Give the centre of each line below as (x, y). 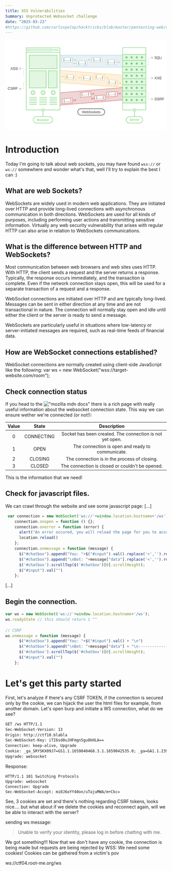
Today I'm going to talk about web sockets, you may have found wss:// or (83, 164)
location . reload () (38, 538)
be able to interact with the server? (42, 812)
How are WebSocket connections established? (81, 352)
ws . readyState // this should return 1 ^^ (51, 619)
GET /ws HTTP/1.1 (24, 724)
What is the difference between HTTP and (74, 247)
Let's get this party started (63, 684)
